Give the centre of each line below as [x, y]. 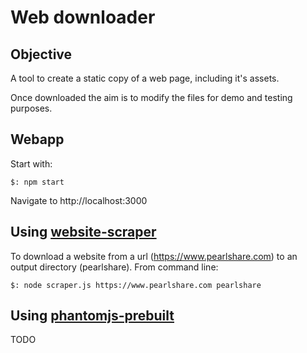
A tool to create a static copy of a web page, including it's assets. [145, 78]
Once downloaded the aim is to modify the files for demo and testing [151, 97]
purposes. [31, 108]
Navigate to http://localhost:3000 [79, 200]
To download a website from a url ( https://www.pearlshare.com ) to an [154, 256]
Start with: [31, 163]
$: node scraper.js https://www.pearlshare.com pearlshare [136, 285]
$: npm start [37, 182]
